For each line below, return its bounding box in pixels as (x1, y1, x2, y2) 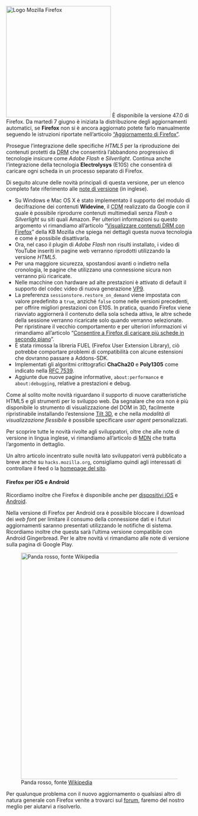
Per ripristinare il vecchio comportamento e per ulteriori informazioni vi (14, 323, 187, 330)
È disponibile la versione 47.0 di (112, 112, 189, 119)
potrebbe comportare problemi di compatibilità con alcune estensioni (14, 348, 183, 355)
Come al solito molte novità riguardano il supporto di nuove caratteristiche (6, 391, 187, 398)
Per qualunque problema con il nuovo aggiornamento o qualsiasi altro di (6, 790, 181, 798)
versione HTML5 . (14, 254, 57, 261)
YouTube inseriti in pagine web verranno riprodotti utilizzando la (14, 247, 170, 254)
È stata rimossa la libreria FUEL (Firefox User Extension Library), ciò (14, 342, 180, 349)
